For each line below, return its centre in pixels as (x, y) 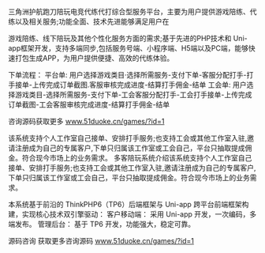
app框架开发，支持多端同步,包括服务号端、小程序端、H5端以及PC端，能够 (128, 48)
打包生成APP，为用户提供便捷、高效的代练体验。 (94, 58)
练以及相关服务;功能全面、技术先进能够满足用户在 (89, 21)
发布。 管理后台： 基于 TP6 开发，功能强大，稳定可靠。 (105, 224)
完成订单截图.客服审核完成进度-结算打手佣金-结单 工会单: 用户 (146, 85)
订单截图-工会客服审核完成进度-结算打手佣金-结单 (89, 104)
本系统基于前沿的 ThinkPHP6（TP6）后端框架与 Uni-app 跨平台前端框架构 (129, 204)
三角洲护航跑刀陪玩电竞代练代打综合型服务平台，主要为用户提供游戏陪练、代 (132, 11)
